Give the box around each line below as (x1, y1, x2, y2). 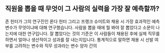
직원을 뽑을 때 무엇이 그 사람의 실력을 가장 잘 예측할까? (5, 4, 160, 13)
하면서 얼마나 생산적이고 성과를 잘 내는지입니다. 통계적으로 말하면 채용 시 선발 (5, 36, 154, 42)
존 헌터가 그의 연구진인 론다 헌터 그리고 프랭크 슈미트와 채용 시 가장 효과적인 (5, 18, 151, 24)
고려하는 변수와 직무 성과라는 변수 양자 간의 (14, 43, 98, 49)
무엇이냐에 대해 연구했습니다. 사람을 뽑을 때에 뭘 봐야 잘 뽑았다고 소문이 (18, 24, 155, 30)
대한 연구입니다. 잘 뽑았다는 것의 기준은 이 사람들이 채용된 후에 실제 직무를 (18, 31, 160, 36)
